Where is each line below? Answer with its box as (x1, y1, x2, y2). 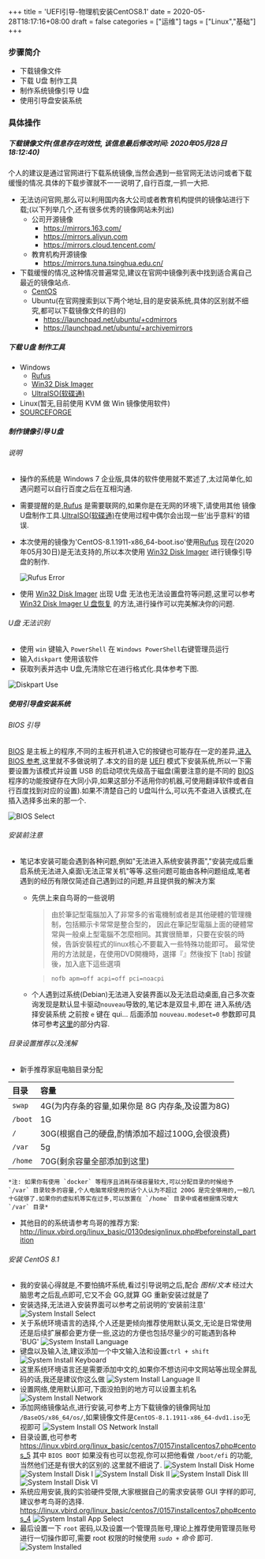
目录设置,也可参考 (19, 1432, 77, 1442)
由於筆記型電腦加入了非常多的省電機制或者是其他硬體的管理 (50, 909, 245, 919)
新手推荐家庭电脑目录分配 (19, 1064, 103, 1074)
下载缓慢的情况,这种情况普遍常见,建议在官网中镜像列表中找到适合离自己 (19, 268, 252, 278)
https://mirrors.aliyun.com (43, 232, 128, 242)
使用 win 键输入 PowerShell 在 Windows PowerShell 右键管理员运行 (19, 644, 230, 654)
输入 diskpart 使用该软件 (19, 654, 99, 663)
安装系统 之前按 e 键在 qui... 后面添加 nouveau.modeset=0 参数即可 (38, 1009, 250, 1018)
